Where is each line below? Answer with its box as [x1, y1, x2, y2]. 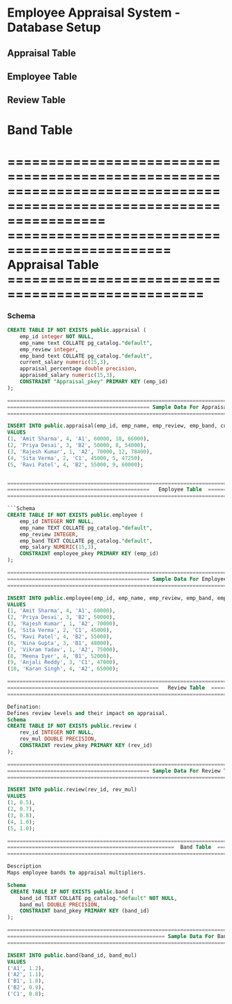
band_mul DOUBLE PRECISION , [19, 901, 100, 908]
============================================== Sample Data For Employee [7, 575, 227, 583]
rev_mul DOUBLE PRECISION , [19, 736, 97, 743]
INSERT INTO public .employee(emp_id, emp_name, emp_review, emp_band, [7, 595, 215, 601]
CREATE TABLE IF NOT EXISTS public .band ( [10, 888, 135, 895]
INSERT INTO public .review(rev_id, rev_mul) [7, 786, 137, 793]
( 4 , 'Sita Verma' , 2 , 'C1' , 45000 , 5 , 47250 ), [7, 455, 144, 461]
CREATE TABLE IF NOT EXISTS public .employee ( [7, 511, 144, 519]
